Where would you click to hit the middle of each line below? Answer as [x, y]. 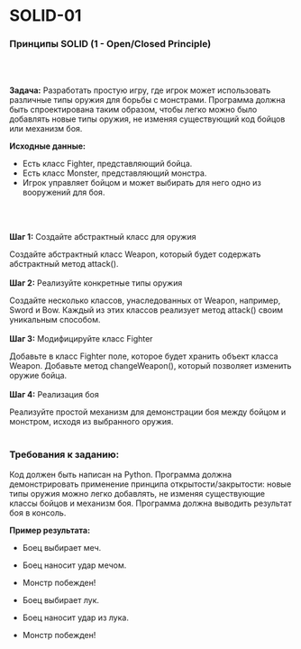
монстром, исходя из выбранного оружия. [91, 422]
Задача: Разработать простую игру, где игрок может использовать [140, 90]
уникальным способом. [55, 320]
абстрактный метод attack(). [64, 264]
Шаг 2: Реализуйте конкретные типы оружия [96, 283]
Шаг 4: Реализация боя [54, 395]
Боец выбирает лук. [61, 599]
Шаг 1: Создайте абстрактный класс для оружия [103, 237]
